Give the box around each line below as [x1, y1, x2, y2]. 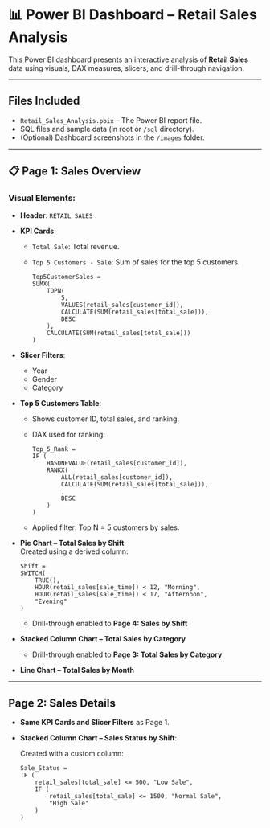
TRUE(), [35, 576, 60, 584]
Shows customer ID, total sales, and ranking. [31, 414, 179, 424]
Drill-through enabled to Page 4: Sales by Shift [31, 619, 188, 629]
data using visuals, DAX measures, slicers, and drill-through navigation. [8, 63, 245, 72]
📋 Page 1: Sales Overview [8, 165, 141, 178]
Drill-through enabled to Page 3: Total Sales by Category [31, 650, 223, 659]
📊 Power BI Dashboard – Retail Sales [8, 6, 257, 24]
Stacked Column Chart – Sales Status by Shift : [19, 733, 178, 743]
